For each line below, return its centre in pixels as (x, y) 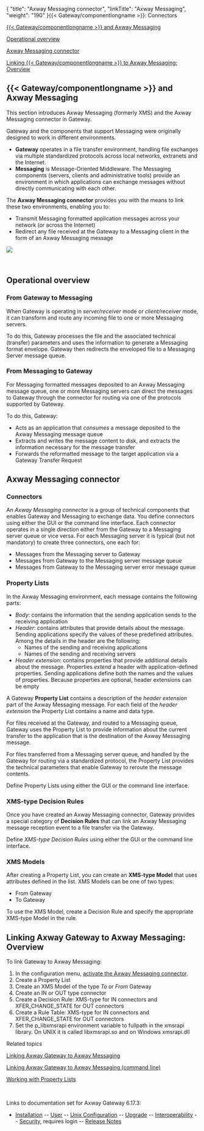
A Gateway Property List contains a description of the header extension (97, 698)
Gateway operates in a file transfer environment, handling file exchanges (107, 149)
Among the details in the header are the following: (78, 640)
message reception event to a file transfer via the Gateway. (80, 828)
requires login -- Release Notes (82, 1121)
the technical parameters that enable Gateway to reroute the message (94, 767)
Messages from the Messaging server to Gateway (78, 554)
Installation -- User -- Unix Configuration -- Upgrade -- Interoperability (104, 1115)
